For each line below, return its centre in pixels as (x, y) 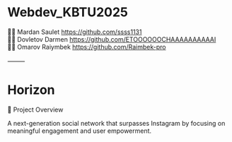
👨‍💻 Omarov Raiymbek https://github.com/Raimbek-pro (87, 47)
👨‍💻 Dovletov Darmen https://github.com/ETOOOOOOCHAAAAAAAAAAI (112, 39)
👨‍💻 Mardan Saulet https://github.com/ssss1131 (75, 32)
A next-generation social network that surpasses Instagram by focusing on (116, 123)
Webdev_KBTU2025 (68, 12)
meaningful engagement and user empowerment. (80, 131)
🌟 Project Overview (35, 110)
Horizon (31, 90)
